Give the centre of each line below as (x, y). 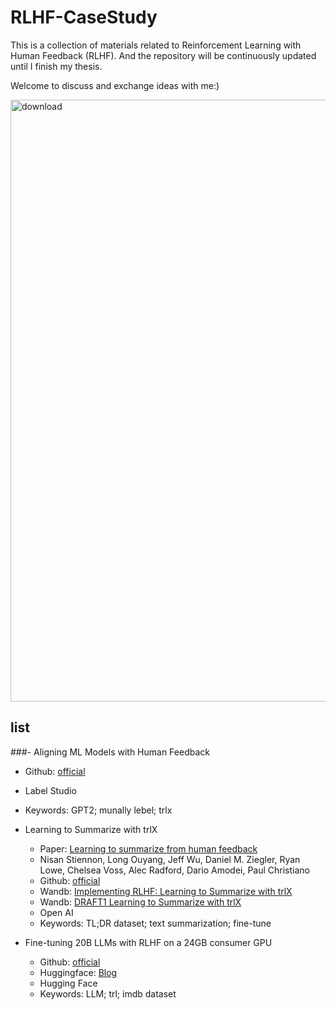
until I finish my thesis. (56, 66)
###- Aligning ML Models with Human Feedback (110, 752)
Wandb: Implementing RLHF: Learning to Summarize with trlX (166, 891)
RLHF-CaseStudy (84, 17)
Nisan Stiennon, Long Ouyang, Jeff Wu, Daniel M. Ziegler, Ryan (170, 859)
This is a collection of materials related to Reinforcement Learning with (156, 45)
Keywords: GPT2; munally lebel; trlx (98, 810)
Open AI (56, 912)
